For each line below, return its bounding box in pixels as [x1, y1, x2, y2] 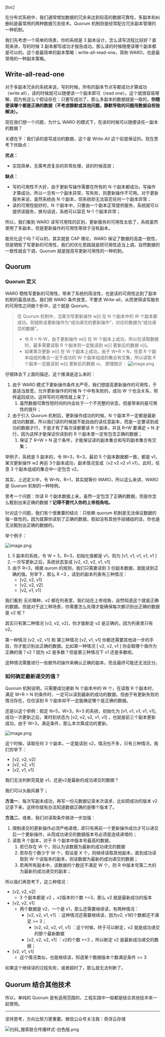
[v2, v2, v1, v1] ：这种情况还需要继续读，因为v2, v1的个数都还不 [27, 912, 155, 918]
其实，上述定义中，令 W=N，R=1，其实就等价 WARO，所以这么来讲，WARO [5, 476, 159, 482]
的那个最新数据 [34, 930, 65, 936]
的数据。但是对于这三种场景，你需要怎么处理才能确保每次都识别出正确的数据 [5, 604, 160, 609]
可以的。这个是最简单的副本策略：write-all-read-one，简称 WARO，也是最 [9, 49, 160, 55]
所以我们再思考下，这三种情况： [5, 879, 70, 885]
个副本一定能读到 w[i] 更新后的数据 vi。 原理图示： [24, 360, 127, 366]
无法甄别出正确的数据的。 [5, 522, 57, 528]
